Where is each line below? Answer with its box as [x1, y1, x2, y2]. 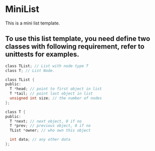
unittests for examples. [5, 50, 79, 58]
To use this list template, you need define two [5, 34, 150, 43]
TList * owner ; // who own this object [10, 128, 91, 133]
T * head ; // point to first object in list [10, 86, 102, 91]
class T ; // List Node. [5, 68, 55, 73]
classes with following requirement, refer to [5, 42, 144, 51]
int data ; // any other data [10, 137, 71, 142]
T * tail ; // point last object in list [10, 91, 93, 96]
